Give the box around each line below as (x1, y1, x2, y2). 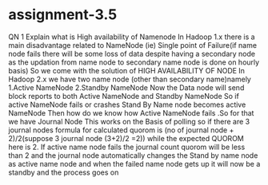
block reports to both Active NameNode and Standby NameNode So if (8, 91, 240, 100)
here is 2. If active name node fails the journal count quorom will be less (8, 142, 246, 152)
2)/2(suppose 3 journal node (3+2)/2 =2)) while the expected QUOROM (8, 133, 244, 143)
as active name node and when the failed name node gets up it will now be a (8, 159, 261, 168)
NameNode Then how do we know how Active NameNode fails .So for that (8, 108, 254, 117)
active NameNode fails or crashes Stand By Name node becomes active (8, 100, 246, 109)
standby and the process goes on (8, 167, 119, 177)
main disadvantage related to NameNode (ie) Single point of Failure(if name (8, 40, 258, 49)
